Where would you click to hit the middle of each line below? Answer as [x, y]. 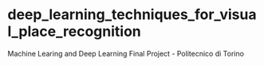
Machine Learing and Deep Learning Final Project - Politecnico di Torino [126, 53]
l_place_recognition [74, 31]
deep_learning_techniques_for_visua [132, 15]
